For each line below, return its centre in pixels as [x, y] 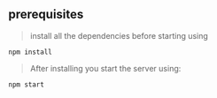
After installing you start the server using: [105, 68]
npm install [30, 52]
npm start [27, 84]
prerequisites [46, 15]
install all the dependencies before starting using [119, 35]
